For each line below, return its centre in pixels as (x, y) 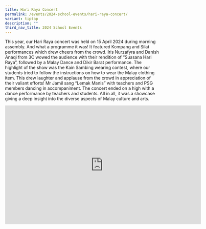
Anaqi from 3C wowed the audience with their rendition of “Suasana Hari (78, 57)
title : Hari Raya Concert (31, 10)
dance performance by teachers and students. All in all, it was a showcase (80, 94)
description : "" (22, 23)
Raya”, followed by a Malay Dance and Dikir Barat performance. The (73, 62)
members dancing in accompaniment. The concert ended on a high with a (80, 88)
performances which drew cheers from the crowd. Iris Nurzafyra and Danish (82, 52)
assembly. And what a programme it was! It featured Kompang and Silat (77, 47)
